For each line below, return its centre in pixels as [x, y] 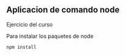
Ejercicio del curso [30, 24]
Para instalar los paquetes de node [50, 36]
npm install [21, 47]
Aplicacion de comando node [63, 10]
